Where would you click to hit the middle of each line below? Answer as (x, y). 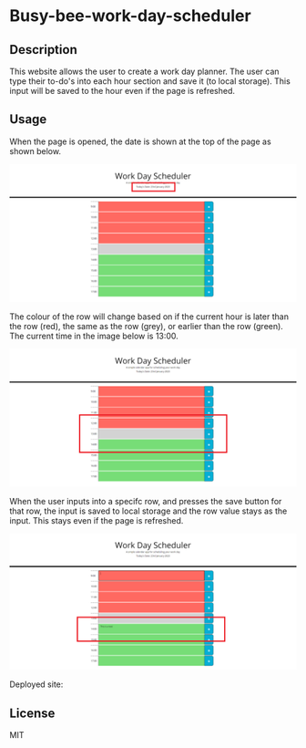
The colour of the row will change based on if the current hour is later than (149, 317)
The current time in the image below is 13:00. (94, 336)
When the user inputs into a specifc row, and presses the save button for (146, 502)
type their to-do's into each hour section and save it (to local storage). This (150, 81)
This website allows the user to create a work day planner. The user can (144, 71)
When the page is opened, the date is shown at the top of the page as (140, 141)
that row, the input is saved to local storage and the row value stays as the (148, 511)
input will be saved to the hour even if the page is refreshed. (122, 91)
